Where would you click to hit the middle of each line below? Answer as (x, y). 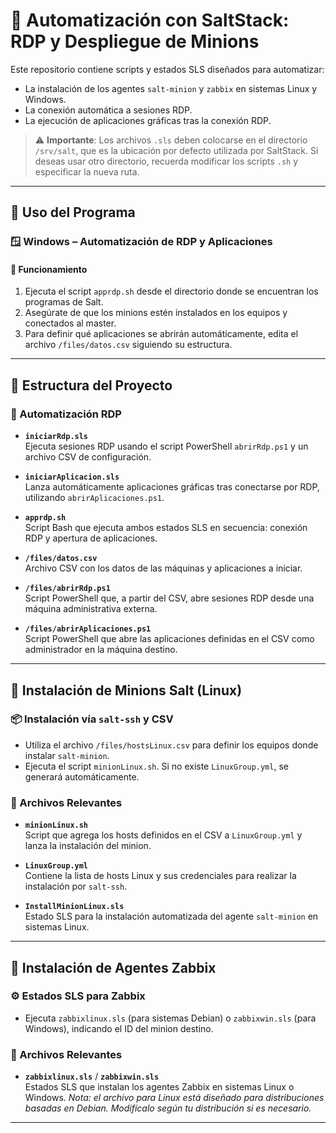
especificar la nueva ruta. (87, 171)
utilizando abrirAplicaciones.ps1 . (94, 498)
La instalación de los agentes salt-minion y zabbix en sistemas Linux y (171, 88)
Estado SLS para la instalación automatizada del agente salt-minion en (171, 916)
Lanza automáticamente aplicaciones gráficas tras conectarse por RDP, (172, 487)
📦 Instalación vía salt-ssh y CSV (92, 719)
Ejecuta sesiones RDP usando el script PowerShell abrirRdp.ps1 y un (166, 446)
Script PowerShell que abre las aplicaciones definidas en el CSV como (169, 639)
